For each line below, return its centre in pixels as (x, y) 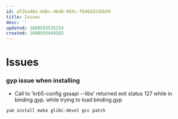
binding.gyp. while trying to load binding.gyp (68, 100)
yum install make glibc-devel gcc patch (56, 110)
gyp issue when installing (43, 81)
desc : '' (17, 22)
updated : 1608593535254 (35, 28)
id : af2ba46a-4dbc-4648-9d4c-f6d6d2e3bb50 (58, 11)
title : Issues (23, 17)
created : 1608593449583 (35, 33)
